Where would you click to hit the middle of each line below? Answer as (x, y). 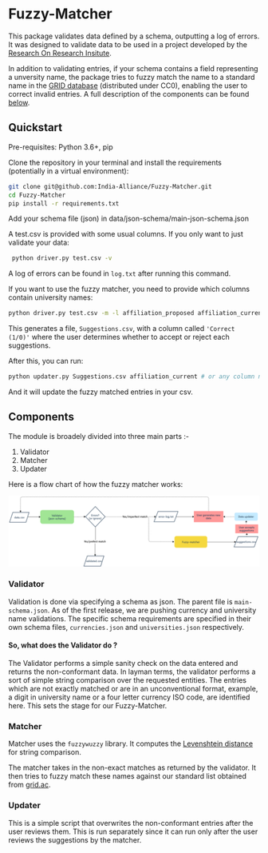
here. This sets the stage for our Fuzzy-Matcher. (88, 706)
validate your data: (39, 243)
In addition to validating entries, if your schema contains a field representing (133, 68)
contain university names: (51, 297)
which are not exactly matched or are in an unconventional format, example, (133, 689)
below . (19, 102)
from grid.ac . (30, 785)
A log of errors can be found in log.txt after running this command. (120, 273)
